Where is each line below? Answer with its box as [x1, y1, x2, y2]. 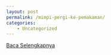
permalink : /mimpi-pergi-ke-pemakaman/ [6, 14, 106, 20]
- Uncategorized [17, 25, 58, 32]
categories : [6, 20, 36, 26]
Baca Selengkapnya [6, 42, 55, 49]
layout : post [6, 8, 39, 15]
